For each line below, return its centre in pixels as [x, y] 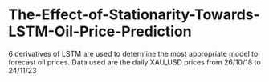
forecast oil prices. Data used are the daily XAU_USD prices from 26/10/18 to [134, 62]
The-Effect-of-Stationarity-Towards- [134, 15]
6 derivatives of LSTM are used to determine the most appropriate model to [133, 53]
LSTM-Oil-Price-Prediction [100, 31]
